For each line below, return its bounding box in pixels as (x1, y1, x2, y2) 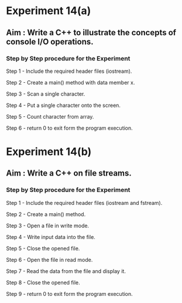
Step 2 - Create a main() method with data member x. (6, 79, 135, 86)
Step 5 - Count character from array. (6, 113, 94, 120)
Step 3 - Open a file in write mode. (6, 222, 90, 229)
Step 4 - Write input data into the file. (6, 233, 95, 240)
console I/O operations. (6, 36, 94, 46)
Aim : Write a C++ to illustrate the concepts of (6, 28, 177, 38)
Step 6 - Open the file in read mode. (6, 256, 93, 263)
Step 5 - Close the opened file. (6, 245, 80, 252)
